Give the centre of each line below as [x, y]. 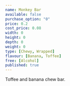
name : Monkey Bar [23, 10]
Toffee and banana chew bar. [35, 80]
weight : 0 [15, 47]
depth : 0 [14, 42]
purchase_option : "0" [28, 19]
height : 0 [15, 38]
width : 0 [14, 33]
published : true [22, 65]
